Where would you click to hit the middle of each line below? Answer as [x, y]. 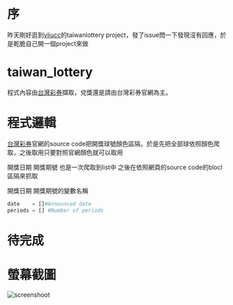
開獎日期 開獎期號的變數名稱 [48, 190]
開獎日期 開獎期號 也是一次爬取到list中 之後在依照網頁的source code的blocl [115, 167]
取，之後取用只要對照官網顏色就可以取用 [65, 152]
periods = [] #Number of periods [56, 210]
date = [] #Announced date [49, 204]
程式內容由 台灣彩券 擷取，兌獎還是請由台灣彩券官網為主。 [89, 92]
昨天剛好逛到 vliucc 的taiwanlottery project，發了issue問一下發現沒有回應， [114, 35]
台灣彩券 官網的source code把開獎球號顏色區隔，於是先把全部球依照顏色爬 [114, 143]
